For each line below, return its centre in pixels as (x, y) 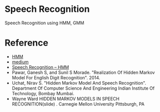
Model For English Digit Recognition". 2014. (56, 77)
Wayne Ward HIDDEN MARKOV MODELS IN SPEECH (66, 99)
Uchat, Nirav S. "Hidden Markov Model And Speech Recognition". (79, 83)
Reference (26, 43)
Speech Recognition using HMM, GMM (44, 23)
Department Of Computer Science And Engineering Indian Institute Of (83, 88)
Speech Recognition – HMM (40, 67)
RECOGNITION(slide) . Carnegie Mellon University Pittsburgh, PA (78, 104)
